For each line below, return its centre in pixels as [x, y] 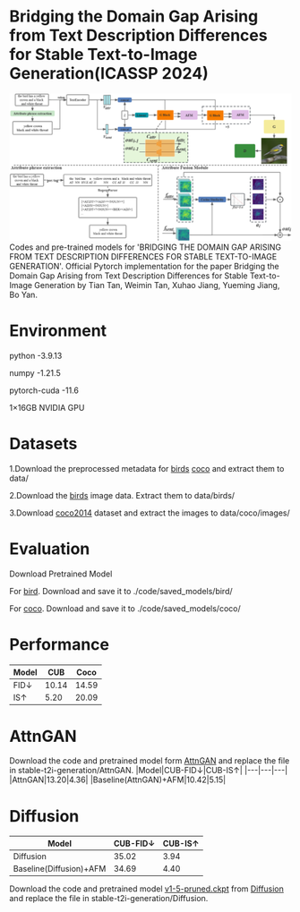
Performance [60, 645]
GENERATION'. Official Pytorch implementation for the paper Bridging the [144, 267]
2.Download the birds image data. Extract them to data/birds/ [122, 496]
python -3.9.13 [36, 356]
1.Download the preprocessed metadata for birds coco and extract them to [147, 469]
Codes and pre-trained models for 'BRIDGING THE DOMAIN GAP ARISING [146, 247]
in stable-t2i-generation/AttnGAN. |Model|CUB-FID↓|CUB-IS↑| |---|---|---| [149, 771]
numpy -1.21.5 [35, 373]
